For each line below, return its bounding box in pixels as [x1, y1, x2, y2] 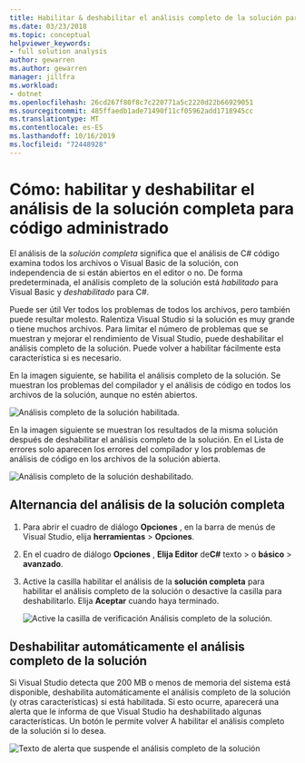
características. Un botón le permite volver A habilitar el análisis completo [9, 716, 285, 727]
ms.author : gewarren [9, 64, 88, 74]
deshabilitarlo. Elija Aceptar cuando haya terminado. [22, 595, 220, 606]
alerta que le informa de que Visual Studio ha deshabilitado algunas [9, 706, 261, 718]
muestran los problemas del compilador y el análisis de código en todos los [9, 379, 291, 391]
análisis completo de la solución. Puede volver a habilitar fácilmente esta [9, 342, 281, 353]
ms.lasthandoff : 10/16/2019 [9, 132, 116, 141]
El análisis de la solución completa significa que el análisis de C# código [9, 247, 280, 259]
